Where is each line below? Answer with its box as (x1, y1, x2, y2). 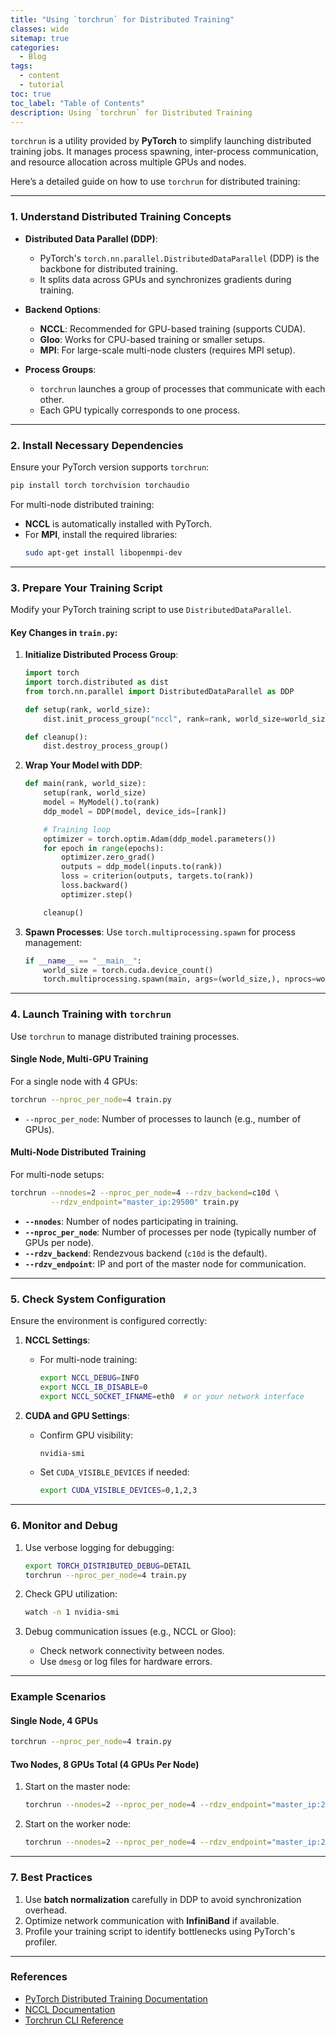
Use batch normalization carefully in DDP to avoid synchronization (24, 1893, 302, 1905)
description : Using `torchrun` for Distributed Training (10, 107, 253, 118)
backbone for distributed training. (39, 262, 178, 275)
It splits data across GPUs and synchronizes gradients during (39, 273, 292, 285)
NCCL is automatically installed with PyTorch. (24, 517, 213, 530)
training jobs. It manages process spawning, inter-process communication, (10, 146, 319, 158)
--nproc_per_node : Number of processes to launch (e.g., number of (24, 1112, 302, 1125)
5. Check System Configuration (10, 1292, 167, 1306)
